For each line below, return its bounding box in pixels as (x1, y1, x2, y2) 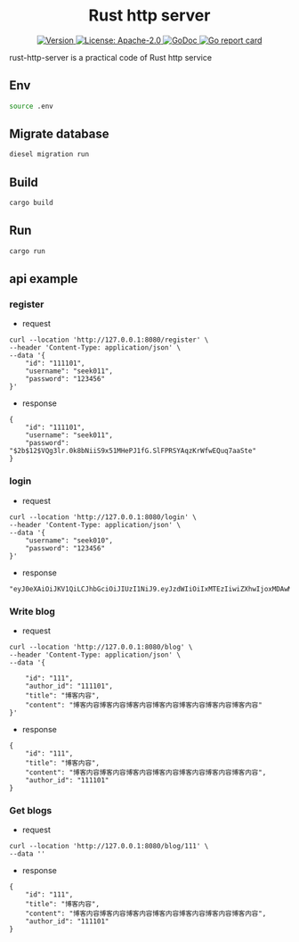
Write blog (9, 605, 56, 617)
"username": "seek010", (25, 536, 114, 545)
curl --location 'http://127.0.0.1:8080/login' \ (9, 512, 198, 522)
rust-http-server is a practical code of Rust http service (9, 52, 212, 62)
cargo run (9, 246, 46, 255)
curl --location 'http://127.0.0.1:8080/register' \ (9, 335, 209, 344)
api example (9, 271, 78, 286)
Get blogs (9, 804, 53, 816)
